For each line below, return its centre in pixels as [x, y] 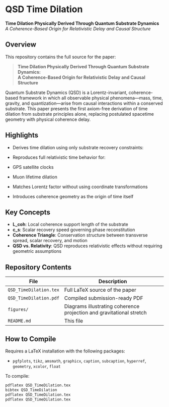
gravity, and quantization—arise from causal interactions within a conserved [84, 103]
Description [113, 282]
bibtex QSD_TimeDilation [31, 390]
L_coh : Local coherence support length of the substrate [70, 224]
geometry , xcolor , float [36, 366]
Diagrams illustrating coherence [102, 306]
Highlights [22, 135]
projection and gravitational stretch [105, 313]
